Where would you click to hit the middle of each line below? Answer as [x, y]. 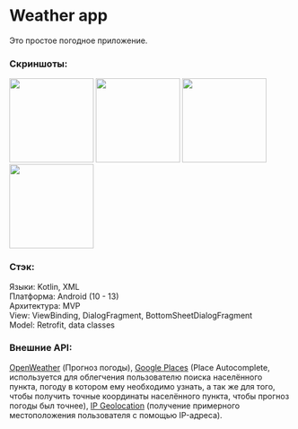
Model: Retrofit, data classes [62, 325]
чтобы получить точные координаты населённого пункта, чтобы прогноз [149, 396]
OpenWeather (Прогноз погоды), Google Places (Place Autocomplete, [140, 367]
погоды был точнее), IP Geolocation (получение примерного [125, 406]
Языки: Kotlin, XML [45, 286]
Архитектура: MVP [45, 305]
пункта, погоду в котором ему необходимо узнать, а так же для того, [142, 386]
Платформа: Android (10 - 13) [64, 296]
